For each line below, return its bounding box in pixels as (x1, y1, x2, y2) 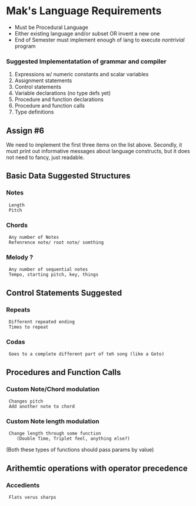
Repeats (6, 306, 31, 314)
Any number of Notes (8, 235, 59, 241)
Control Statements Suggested (6, 288, 122, 298)
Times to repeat (8, 324, 49, 330)
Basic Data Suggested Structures (6, 171, 131, 181)
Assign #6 (6, 125, 45, 135)
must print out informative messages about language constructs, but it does (6, 148, 190, 155)
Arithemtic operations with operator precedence (6, 463, 188, 473)
